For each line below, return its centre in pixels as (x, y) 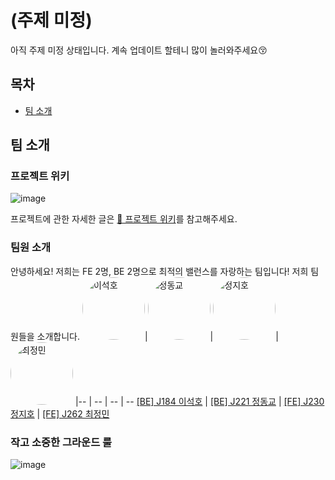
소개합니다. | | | (157, 336)
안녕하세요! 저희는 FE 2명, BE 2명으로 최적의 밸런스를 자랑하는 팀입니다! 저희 (159, 271)
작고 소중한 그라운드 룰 (61, 442)
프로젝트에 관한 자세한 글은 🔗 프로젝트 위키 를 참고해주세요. (124, 219)
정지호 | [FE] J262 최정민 (60, 413)
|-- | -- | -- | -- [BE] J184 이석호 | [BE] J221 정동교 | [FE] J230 (199, 401)
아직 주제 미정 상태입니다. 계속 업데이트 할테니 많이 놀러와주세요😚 (139, 50)
